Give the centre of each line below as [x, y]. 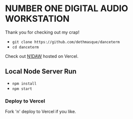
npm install [24, 84]
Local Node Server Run [41, 72]
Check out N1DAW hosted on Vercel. [42, 56]
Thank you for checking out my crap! [42, 32]
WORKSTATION [37, 19]
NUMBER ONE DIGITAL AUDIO [67, 8]
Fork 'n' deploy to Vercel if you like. [41, 112]
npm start [22, 89]
